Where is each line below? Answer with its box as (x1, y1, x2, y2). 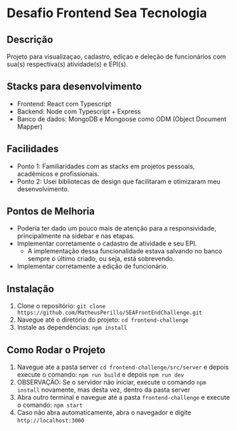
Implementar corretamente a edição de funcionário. (16, 262, 169, 270)
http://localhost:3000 (16, 417, 85, 425)
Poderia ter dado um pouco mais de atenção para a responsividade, (16, 224, 216, 233)
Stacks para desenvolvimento (6, 81, 142, 93)
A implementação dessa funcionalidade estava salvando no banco (27, 247, 223, 255)
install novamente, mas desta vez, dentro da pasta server (16, 385, 191, 394)
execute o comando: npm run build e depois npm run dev (16, 370, 184, 379)
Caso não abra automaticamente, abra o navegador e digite (16, 408, 191, 417)
